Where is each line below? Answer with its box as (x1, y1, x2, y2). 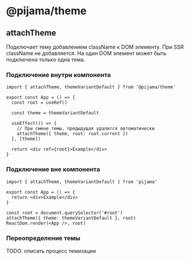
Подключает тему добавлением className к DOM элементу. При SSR (6, 43, 184, 50)
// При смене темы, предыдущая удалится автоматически (17, 126, 155, 131)
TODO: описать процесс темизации (6, 247, 96, 254)
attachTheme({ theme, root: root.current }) (17, 131, 128, 137)
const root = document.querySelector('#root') (6, 210, 123, 216)
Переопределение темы (6, 234, 81, 242)
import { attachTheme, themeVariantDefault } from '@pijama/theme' (6, 84, 176, 90)
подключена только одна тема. (6, 56, 86, 63)
